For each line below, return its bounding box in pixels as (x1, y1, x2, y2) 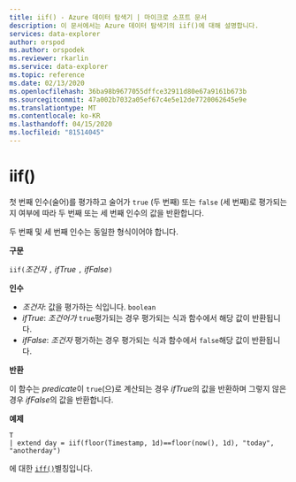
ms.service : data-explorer (9, 63, 109, 72)
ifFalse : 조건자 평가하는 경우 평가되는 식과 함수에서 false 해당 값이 (21, 334, 250, 345)
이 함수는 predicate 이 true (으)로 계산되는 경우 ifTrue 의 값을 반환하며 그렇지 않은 (9, 383, 287, 394)
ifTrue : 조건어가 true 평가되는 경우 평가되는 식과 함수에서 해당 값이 (21, 312, 250, 323)
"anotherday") (9, 446, 62, 455)
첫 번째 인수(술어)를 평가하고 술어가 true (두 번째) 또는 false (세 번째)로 (9, 196, 257, 207)
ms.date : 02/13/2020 (9, 79, 86, 88)
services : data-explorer (9, 29, 101, 38)
